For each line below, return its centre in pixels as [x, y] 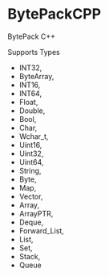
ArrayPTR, [36, 213]
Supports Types [34, 52]
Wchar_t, [34, 136]
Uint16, [30, 145]
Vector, [31, 196]
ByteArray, [36, 76]
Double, [32, 111]
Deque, [31, 222]
